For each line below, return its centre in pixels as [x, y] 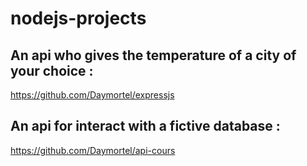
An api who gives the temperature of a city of [153, 55]
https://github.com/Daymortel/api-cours [93, 150]
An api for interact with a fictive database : [145, 126]
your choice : [52, 70]
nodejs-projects [78, 18]
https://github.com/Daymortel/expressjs [92, 95]
